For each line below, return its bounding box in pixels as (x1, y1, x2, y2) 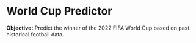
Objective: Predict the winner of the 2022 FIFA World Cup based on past (6, 24, 190, 31)
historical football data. (6, 30, 64, 38)
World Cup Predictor (6, 4, 112, 18)
